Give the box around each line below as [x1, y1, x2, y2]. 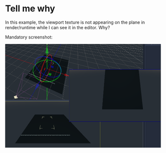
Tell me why [5, 3, 55, 14]
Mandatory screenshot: [5, 34, 53, 40]
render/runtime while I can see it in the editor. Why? [5, 24, 110, 30]
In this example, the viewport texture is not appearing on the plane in [5, 19, 145, 25]
